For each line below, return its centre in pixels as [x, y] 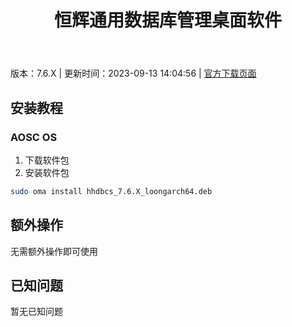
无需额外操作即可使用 [54, 251]
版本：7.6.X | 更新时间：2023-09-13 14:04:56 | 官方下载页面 [133, 73]
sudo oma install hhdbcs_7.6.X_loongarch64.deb [111, 191]
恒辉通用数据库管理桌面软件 [167, 20]
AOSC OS [34, 137]
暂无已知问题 [36, 312]
